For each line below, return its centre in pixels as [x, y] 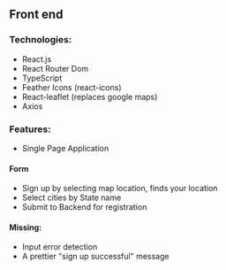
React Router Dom [55, 68]
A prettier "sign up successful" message [95, 257]
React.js [37, 59]
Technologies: [41, 40]
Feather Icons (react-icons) [72, 87]
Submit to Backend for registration [84, 207]
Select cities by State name [72, 197]
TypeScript [42, 78]
